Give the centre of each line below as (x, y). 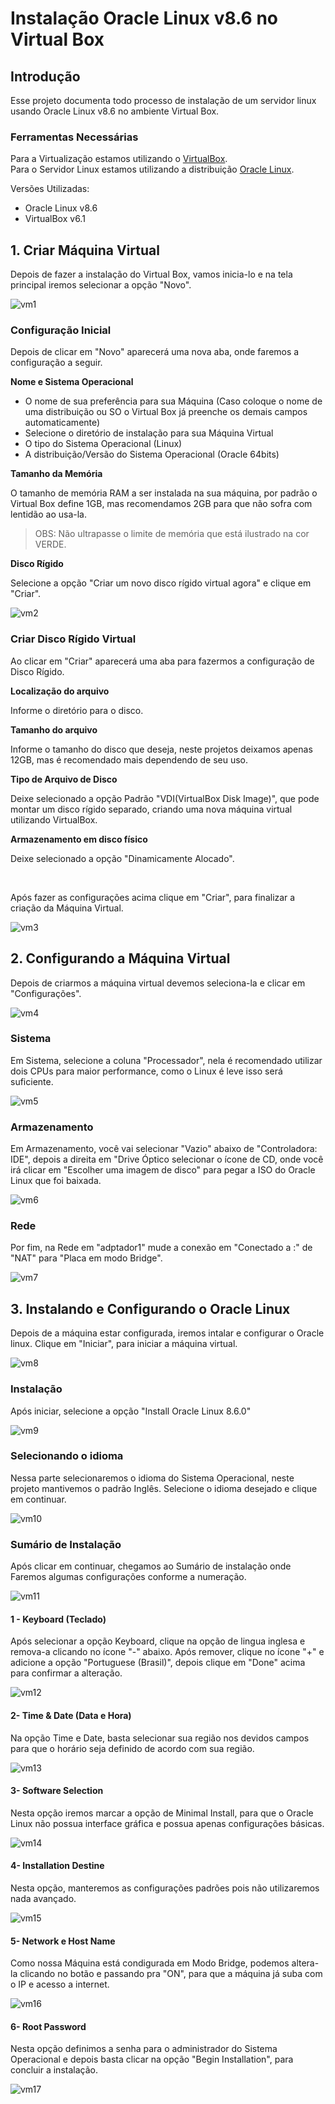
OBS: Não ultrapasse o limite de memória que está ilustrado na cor (172, 534)
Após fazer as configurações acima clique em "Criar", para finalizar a (153, 897)
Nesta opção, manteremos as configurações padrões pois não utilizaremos (165, 1888)
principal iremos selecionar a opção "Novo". (101, 285)
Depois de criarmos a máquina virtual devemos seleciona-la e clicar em (158, 983)
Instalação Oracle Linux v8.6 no (144, 18)
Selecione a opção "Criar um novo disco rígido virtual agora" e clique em (161, 583)
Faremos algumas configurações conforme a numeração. (128, 1577)
